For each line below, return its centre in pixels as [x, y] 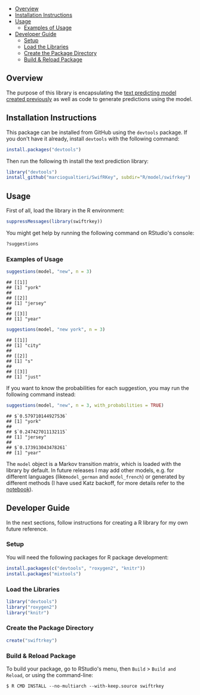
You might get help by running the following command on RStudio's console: [100, 233]
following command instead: [41, 394]
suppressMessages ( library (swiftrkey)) [54, 222]
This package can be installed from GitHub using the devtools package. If [97, 132]
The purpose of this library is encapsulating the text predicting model [91, 93]
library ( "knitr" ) [28, 612]
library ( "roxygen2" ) [32, 607]
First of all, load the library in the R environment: [65, 211]
